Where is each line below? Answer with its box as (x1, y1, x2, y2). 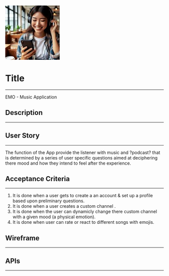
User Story (5, 131, 40, 140)
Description (5, 108, 43, 117)
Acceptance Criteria (5, 174, 70, 183)
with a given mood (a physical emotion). (12, 214, 96, 220)
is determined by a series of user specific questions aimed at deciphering (5, 155, 158, 161)
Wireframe (5, 234, 40, 242)
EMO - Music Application (5, 94, 57, 100)
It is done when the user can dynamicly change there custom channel (12, 209, 157, 215)
